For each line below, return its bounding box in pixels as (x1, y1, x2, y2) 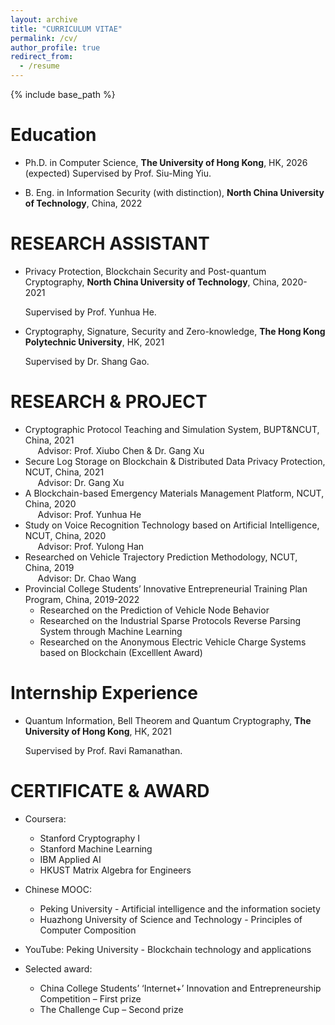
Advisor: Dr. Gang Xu (37, 476, 125, 488)
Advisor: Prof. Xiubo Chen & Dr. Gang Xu (37, 444, 205, 456)
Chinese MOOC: (24, 883, 92, 895)
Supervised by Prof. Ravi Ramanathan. (24, 744, 183, 756)
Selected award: (24, 962, 93, 975)
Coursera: (24, 812, 67, 825)
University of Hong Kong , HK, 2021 (24, 725, 172, 737)
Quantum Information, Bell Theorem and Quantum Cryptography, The (24, 714, 312, 726)
